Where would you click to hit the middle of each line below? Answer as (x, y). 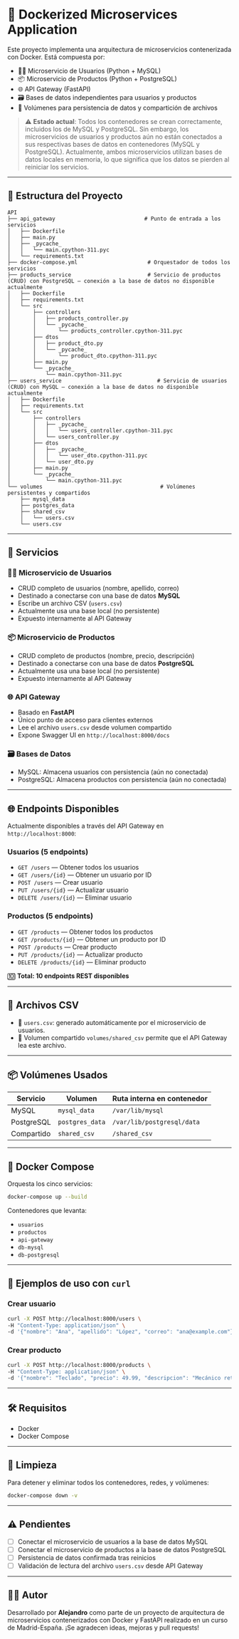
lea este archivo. (42, 1045)
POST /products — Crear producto (67, 947)
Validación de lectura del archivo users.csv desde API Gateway (110, 1566)
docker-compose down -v (43, 1495)
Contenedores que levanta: (47, 1211)
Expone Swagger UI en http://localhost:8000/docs (94, 735)
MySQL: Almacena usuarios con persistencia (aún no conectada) (113, 772)
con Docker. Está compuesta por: (56, 57)
